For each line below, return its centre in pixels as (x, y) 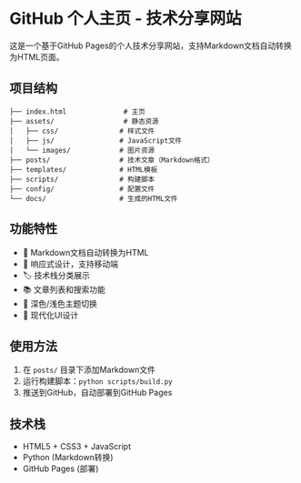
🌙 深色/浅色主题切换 (60, 303)
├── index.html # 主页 (77, 111)
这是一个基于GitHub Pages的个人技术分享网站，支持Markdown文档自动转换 (151, 45)
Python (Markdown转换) (68, 458)
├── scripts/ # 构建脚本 (82, 179)
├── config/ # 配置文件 (82, 189)
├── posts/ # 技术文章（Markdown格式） (112, 160)
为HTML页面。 (37, 56)
